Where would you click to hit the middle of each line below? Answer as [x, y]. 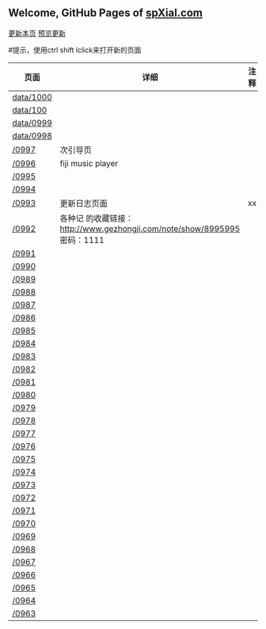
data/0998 [32, 135]
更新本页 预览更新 [37, 33]
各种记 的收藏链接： [97, 218]
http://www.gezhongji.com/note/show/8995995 [150, 229]
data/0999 [32, 123]
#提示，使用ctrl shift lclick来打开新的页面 [75, 50]
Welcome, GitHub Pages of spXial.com [106, 13]
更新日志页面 [84, 203]
